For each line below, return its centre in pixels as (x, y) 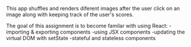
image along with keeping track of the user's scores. (70, 15)
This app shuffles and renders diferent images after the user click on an (93, 8)
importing (18, 32)
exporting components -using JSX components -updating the (110, 32)
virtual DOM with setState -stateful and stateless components (81, 38)
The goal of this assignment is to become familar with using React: (87, 26)
